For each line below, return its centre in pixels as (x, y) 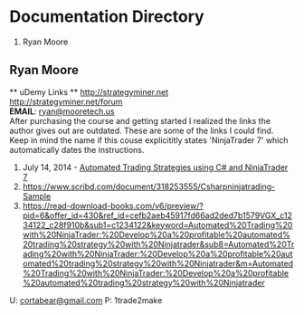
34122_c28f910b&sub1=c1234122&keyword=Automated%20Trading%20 (157, 224)
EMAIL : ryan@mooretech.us (62, 111)
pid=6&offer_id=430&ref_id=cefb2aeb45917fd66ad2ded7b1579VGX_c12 (157, 215)
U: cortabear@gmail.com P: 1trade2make (86, 300)
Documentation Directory (107, 17)
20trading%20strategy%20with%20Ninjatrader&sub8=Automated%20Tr (158, 244)
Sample (37, 196)
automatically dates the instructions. (77, 149)
